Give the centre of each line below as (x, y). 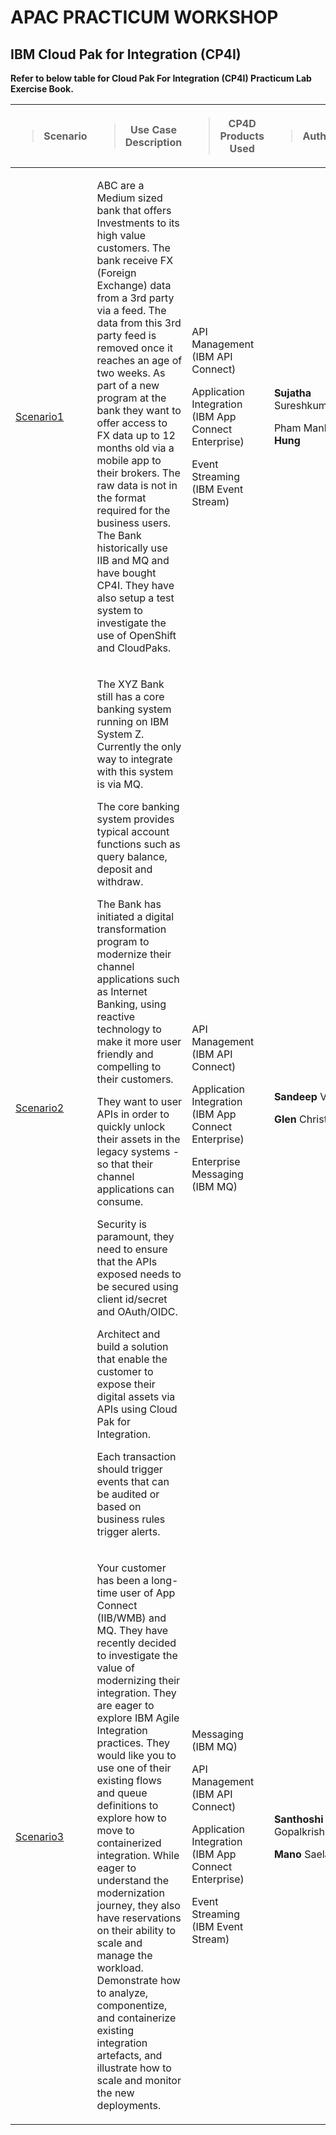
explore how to (131, 1818)
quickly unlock (131, 1126)
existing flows (129, 1780)
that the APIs (127, 1261)
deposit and (124, 869)
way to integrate (134, 759)
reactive (116, 1016)
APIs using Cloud (137, 1409)
